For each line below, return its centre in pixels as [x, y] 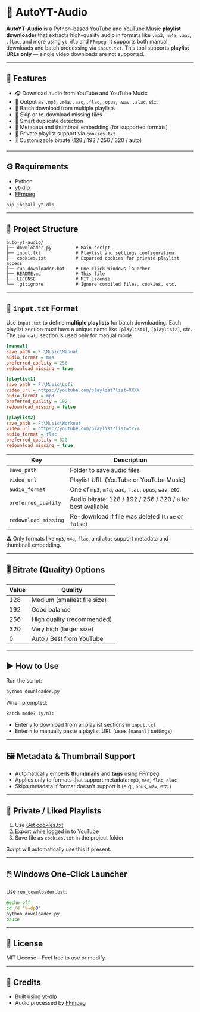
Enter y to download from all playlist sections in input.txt [85, 725]
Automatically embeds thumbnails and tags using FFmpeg [87, 774]
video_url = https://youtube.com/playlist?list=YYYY [73, 429]
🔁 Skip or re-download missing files [58, 114]
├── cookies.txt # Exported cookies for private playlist [93, 258]
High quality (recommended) [72, 619]
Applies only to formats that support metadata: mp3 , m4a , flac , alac [96, 780]
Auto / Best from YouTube [68, 638]
